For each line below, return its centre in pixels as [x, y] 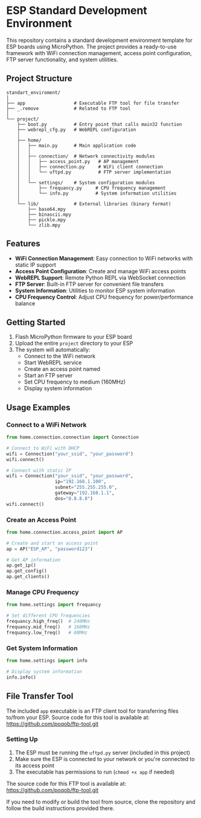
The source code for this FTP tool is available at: [66, 783]
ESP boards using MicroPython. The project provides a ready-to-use [91, 47]
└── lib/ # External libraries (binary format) [94, 204]
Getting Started [36, 322]
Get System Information [42, 648]
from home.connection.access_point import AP [64, 532]
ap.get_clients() [28, 577]
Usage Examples [38, 407]
